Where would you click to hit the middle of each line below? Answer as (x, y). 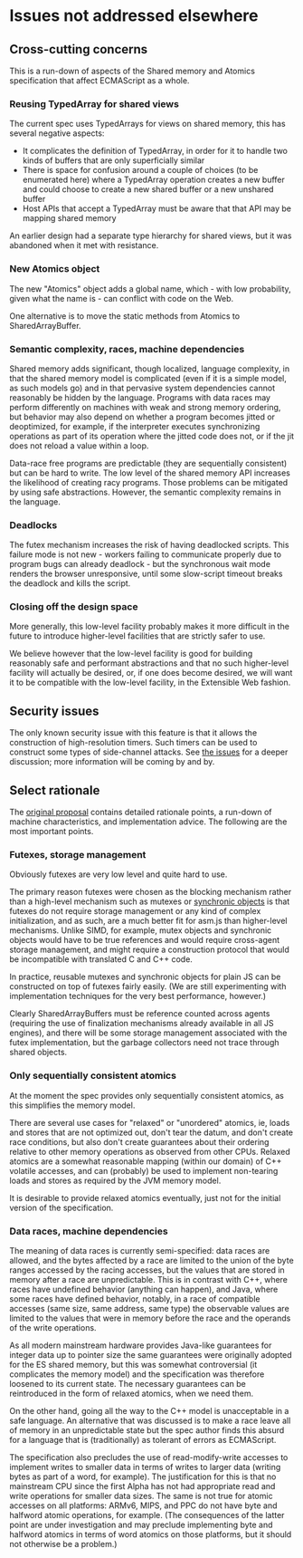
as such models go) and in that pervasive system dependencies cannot (142, 388)
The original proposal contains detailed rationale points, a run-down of (141, 813)
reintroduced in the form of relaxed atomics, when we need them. (132, 1393)
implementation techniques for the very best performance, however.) (138, 996)
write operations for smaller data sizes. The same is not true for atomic (141, 1496)
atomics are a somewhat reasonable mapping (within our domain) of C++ (146, 1161)
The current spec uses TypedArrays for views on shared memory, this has (148, 124)
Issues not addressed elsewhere (134, 16)
